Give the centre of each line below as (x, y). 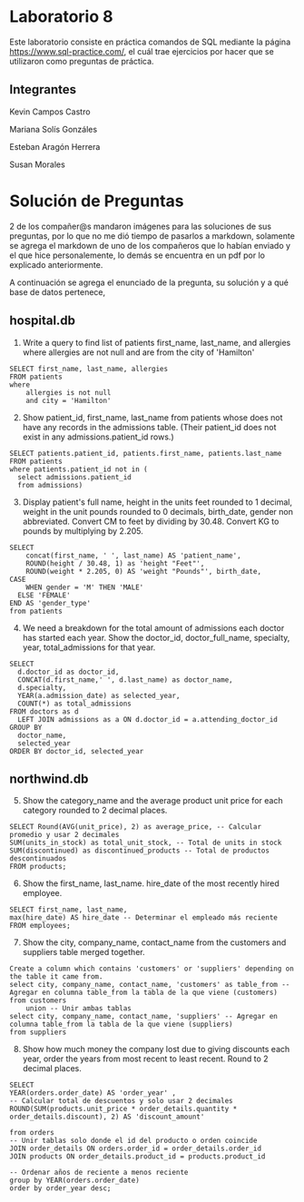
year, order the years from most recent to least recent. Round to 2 (146, 1059)
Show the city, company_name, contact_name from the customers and (154, 942)
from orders (32, 1133)
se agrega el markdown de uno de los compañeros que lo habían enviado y (150, 245)
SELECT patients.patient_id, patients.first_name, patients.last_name (146, 453)
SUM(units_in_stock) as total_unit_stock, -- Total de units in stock (146, 843)
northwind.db (49, 778)
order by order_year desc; (60, 1188)
